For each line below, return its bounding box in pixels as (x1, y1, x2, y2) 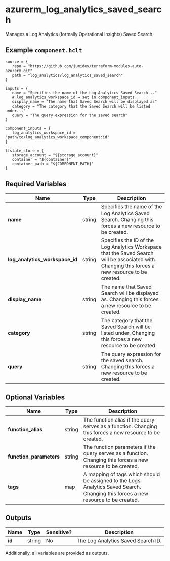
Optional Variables (5, 393, 65, 401)
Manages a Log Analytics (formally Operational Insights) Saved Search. (5, 31, 154, 37)
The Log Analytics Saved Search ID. (76, 537, 162, 544)
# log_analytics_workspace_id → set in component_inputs (12, 95, 135, 100)
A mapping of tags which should (83, 471, 160, 478)
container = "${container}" (12, 157, 71, 162)
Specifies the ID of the (101, 237, 154, 244)
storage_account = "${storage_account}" (12, 152, 99, 158)
